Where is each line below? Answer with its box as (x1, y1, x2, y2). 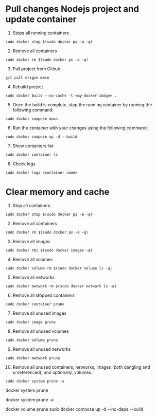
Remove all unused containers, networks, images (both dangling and (12, 364, 150, 370)
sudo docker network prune (5, 356, 60, 360)
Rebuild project (12, 84, 43, 90)
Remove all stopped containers (12, 292, 75, 298)
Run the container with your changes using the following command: (12, 125, 148, 131)
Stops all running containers (12, 30, 70, 36)
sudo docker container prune (5, 302, 65, 306)
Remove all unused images (12, 310, 67, 316)
